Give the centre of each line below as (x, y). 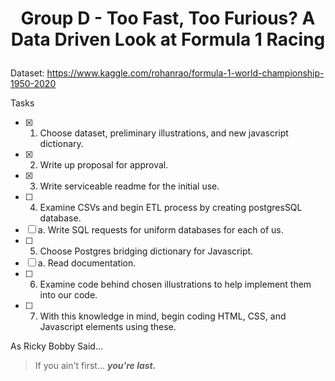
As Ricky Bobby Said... (57, 346)
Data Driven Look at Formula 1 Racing (168, 39)
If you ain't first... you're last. (95, 366)
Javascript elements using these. (108, 327)
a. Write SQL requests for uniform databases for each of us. (160, 230)
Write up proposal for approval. (104, 165)
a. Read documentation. (87, 263)
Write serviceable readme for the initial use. (129, 186)
